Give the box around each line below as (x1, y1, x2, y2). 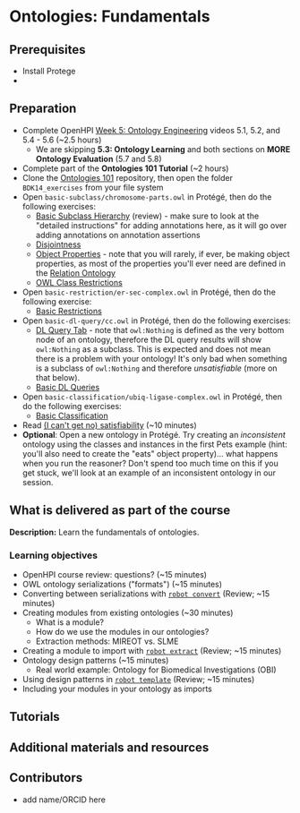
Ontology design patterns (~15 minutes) (21, 655, 169, 665)
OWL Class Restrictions (35, 277, 123, 287)
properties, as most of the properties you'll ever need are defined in (35, 258, 287, 269)
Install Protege (21, 65, 76, 76)
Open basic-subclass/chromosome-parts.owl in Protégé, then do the (21, 191, 272, 202)
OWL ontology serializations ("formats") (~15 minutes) (21, 578, 222, 589)
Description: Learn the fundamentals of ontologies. (9, 526, 200, 537)
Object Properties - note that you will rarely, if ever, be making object (35, 248, 290, 259)
